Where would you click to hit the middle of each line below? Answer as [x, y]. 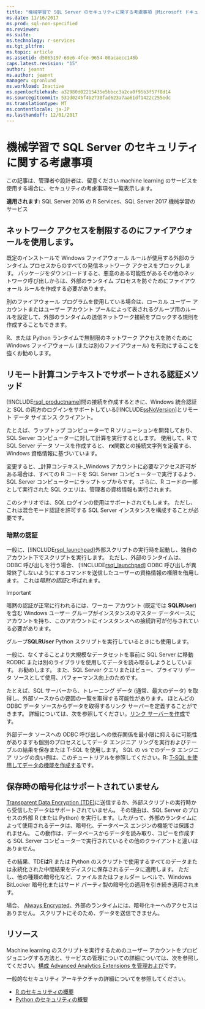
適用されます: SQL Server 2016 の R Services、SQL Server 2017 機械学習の [101, 202]
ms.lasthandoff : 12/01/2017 [42, 115]
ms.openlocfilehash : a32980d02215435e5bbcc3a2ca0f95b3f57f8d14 [89, 92]
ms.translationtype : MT [37, 103]
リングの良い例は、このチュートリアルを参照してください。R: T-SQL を [103, 758]
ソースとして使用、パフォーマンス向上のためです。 [77, 678]
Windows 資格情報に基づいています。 [54, 453]
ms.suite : [19, 35]
